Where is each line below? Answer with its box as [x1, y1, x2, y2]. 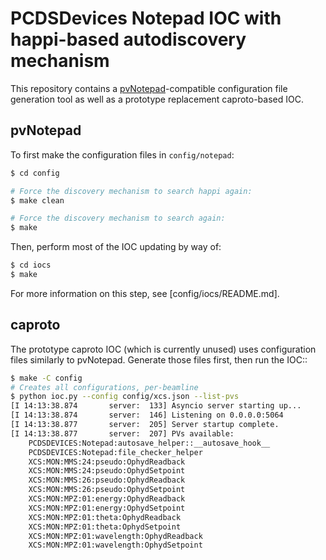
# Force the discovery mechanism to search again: [10, 213, 226, 224]
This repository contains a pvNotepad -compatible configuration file [10, 82, 288, 94]
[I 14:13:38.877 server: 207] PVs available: [10, 428, 235, 439]
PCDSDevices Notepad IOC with [10, 7, 282, 30]
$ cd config [10, 168, 60, 178]
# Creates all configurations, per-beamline [10, 382, 199, 392]
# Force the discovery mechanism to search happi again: [10, 186, 253, 196]
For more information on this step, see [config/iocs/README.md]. [10, 287, 280, 299]
